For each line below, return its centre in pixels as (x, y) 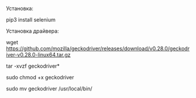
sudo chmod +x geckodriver (40, 77)
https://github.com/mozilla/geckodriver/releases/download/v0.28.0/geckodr (98, 48)
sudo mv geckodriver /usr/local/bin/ (49, 89)
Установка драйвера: (33, 31)
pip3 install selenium (31, 20)
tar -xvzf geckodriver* (33, 66)
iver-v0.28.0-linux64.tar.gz (39, 55)
